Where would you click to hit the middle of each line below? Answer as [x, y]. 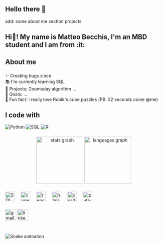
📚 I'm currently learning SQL [35, 81]
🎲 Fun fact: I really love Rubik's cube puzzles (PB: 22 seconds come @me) [82, 99]
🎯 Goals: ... [16, 94]
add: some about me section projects [43, 21]
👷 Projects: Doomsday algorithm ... [41, 88]
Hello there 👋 [26, 9]
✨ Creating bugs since [28, 75]
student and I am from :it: [45, 45]
